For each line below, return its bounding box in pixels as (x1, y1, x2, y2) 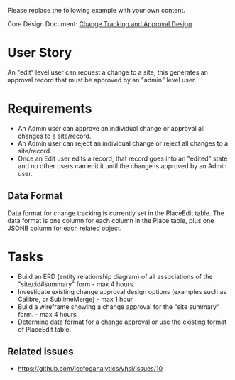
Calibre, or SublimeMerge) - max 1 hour (17, 295, 133, 303)
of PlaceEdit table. (17, 325, 72, 333)
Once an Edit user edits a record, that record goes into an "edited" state (17, 154, 228, 163)
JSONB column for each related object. (7, 224, 122, 232)
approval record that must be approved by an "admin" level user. (7, 75, 197, 84)
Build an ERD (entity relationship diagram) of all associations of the (17, 272, 213, 281)
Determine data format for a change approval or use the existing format (17, 317, 227, 326)
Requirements (7, 101, 92, 116)
